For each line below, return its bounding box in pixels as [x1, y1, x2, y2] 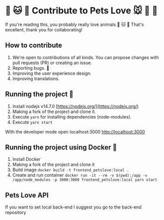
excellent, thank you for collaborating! [5, 26, 83, 32]
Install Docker [12, 156, 41, 162]
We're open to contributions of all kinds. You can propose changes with [12, 54, 159, 60]
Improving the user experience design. [12, 70, 92, 76]
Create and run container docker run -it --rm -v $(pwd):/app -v [12, 172, 148, 178]
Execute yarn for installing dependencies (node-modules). [12, 113, 132, 119]
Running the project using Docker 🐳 [5, 143, 117, 151]
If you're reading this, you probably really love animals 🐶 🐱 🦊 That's [5, 21, 144, 27]
